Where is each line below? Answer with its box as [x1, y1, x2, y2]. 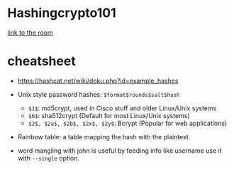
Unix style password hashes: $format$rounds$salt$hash [17, 90, 180, 98]
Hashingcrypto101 [7, 5, 117, 21]
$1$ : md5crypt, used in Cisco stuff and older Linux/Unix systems [28, 104, 217, 112]
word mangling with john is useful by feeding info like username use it [17, 146, 222, 155]
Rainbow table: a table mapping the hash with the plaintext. [17, 132, 191, 141]
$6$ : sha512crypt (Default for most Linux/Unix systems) [28, 111, 190, 120]
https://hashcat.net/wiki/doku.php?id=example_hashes [17, 76, 179, 85]
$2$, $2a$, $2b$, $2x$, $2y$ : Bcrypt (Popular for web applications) [28, 119, 228, 127]
